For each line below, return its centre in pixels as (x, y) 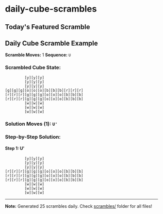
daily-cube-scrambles (51, 9)
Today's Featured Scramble (48, 27)
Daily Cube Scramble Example (51, 43)
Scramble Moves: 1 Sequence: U (38, 55)
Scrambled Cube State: (33, 67)
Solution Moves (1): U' (31, 124)
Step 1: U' (15, 148)
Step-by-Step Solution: (33, 137)
